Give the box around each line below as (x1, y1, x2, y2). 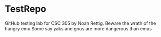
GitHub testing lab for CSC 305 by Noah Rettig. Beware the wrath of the (5, 20, 156, 26)
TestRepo (5, 3, 47, 15)
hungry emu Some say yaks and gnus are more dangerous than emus (5, 25, 152, 31)
